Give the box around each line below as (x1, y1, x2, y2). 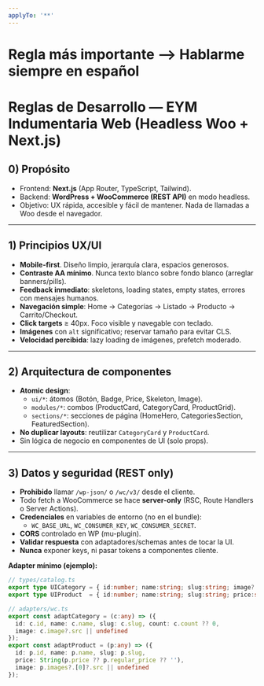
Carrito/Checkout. (19, 310, 79, 319)
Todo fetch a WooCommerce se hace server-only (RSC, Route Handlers (19, 496, 254, 505)
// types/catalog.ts (8, 576, 76, 585)
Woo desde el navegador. (19, 208, 103, 218)
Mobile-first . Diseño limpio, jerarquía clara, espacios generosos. (19, 260, 229, 269)
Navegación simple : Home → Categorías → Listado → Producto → (19, 301, 236, 311)
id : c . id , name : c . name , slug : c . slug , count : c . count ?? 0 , (15, 619, 220, 628)
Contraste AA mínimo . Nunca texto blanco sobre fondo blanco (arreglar (19, 268, 254, 278)
